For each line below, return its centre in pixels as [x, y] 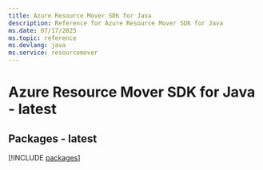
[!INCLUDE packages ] [44, 158]
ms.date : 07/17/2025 [43, 30]
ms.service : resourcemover [53, 53]
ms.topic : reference [43, 38]
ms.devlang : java [37, 45]
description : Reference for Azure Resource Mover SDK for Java [116, 23]
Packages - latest [53, 138]
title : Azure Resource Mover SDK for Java [80, 16]
